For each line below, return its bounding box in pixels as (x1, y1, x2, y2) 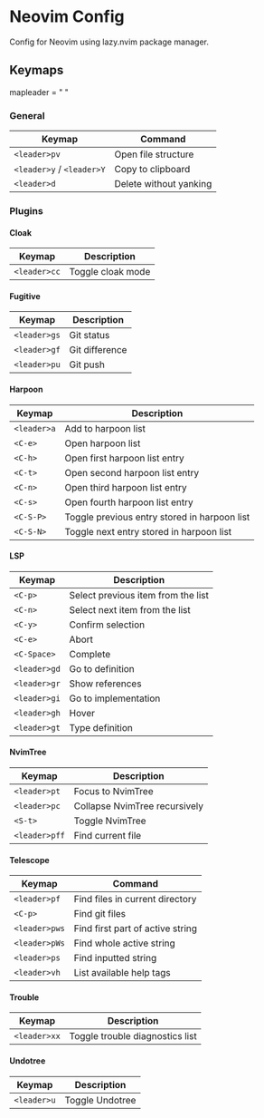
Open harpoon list (64, 437, 141, 450)
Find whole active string (73, 937, 176, 949)
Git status (69, 329, 110, 342)
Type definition (69, 721, 133, 734)
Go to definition (69, 662, 136, 675)
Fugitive (9, 290, 41, 301)
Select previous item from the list (69, 588, 210, 601)
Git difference (69, 344, 127, 356)
